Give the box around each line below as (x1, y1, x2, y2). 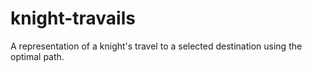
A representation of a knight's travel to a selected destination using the (10, 40, 303, 52)
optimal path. (10, 50, 65, 62)
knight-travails (10, 7, 136, 30)
